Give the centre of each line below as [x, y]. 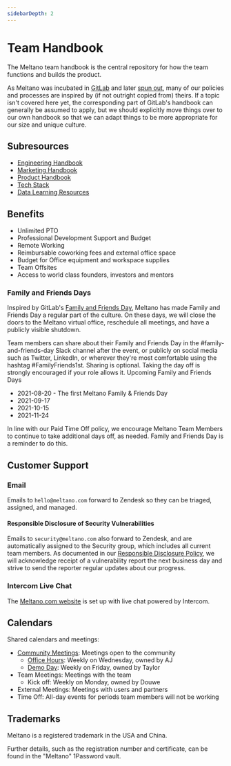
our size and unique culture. [47, 125]
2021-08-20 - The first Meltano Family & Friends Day [92, 393]
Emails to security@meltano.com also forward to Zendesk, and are [100, 539]
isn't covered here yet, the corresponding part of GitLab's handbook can [110, 102]
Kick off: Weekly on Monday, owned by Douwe [94, 682]
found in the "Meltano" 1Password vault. [64, 756]
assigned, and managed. [42, 508]
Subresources [38, 146]
